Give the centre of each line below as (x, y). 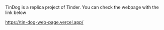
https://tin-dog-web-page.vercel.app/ (45, 22)
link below (16, 12)
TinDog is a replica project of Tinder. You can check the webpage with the (82, 7)
